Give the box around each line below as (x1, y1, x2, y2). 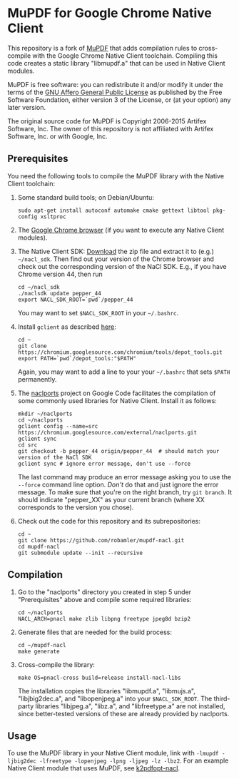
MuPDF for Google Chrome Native (7, 5, 212, 21)
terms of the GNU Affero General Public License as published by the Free (7, 88, 223, 96)
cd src (17, 441, 38, 449)
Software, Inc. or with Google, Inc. (7, 132, 108, 141)
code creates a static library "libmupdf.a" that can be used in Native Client (7, 58, 226, 67)
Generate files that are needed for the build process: (17, 628, 173, 636)
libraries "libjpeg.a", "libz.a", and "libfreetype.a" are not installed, (35, 701, 225, 711)
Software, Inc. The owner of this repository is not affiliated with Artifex (7, 124, 214, 133)
